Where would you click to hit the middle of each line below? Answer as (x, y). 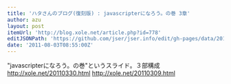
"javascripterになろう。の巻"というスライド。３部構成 (84, 65)
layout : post (26, 26)
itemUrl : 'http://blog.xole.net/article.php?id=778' (84, 32)
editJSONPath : (27, 39)
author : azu (24, 20)
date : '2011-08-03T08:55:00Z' (51, 45)
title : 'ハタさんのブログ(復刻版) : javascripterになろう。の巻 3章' (99, 13)
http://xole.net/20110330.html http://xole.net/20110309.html (91, 73)
